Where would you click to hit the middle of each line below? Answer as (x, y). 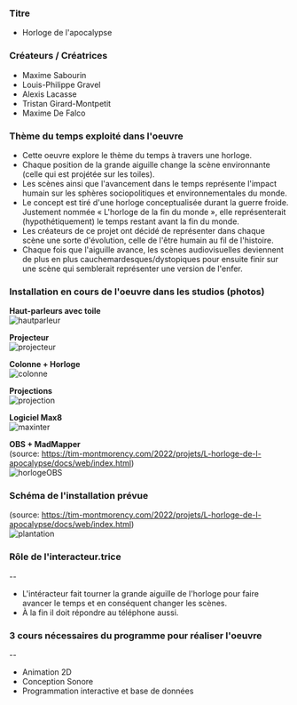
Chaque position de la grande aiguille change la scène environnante (146, 164)
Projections (31, 391)
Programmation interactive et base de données (108, 691)
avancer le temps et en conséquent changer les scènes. (125, 603)
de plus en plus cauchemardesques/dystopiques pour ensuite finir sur (150, 259)
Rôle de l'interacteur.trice (65, 557)
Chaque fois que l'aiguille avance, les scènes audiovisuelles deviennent (152, 249)
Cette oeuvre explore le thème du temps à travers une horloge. (137, 155)
